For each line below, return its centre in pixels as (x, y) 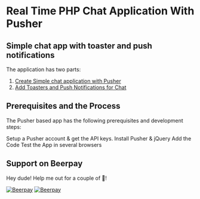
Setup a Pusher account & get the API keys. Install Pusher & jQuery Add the (99, 138)
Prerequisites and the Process (63, 106)
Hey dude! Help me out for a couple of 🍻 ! (57, 178)
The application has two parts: (44, 69)
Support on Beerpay (44, 163)
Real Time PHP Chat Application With (100, 11)
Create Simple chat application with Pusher (68, 81)
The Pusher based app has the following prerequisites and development (95, 120)
